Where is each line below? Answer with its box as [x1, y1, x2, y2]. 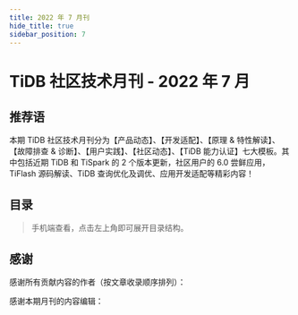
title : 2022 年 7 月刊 [9, 13, 90, 22]
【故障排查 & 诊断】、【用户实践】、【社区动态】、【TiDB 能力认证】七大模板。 [9, 146, 282, 157]
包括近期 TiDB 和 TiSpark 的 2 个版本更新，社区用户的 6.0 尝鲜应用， [16, 157, 270, 168]
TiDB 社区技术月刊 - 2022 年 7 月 [9, 71, 251, 91]
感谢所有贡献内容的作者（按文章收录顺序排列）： [9, 277, 186, 287]
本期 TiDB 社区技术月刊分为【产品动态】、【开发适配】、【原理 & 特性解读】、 [9, 135, 280, 146]
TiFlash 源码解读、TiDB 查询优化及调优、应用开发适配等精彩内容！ [9, 168, 255, 179]
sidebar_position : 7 [9, 30, 87, 38]
